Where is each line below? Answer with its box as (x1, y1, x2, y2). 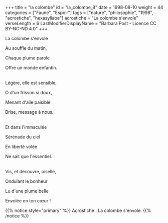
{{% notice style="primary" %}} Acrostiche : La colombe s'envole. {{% (5, 207, 151, 213)
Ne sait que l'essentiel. (5, 154, 53, 159)
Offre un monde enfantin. (5, 65, 58, 70)
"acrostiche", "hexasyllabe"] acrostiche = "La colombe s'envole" (5, 15, 139, 21)
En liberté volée (5, 143, 38, 150)
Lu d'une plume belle (5, 188, 49, 194)
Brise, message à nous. (5, 109, 54, 115)
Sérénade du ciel (5, 134, 40, 140)
